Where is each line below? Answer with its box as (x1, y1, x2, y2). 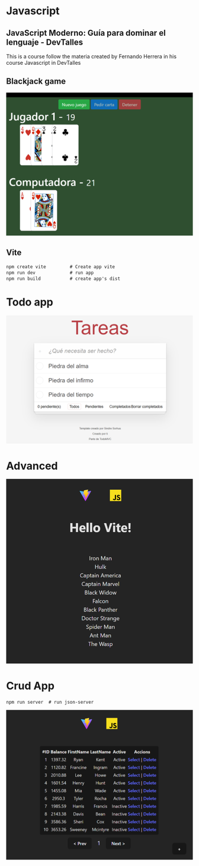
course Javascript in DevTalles (6, 59, 81, 66)
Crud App (6, 679, 55, 692)
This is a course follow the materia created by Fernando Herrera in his (6, 53, 176, 60)
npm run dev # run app (6, 270, 94, 276)
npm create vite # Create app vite (6, 264, 115, 270)
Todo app (6, 295, 53, 309)
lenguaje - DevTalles (6, 37, 84, 47)
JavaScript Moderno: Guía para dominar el (6, 28, 166, 38)
